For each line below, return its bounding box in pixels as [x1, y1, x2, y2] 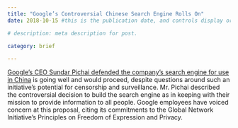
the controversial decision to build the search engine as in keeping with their [7, 91, 230, 99]
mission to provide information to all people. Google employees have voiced [7, 98, 229, 107]
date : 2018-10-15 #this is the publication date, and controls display [7, 17, 223, 24]
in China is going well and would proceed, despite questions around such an [7, 76, 230, 84]
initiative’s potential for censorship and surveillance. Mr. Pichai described [7, 83, 220, 92]
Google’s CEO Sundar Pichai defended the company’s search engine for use [7, 68, 229, 76]
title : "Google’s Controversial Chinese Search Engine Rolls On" [7, 10, 204, 18]
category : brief [7, 42, 55, 50]
